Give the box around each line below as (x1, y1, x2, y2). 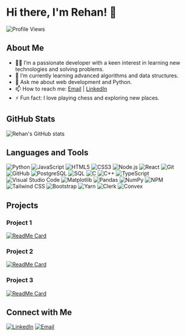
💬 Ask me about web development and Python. (14, 78, 132, 85)
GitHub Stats (6, 114, 56, 124)
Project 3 (6, 276, 34, 285)
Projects (6, 200, 39, 210)
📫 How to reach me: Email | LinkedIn (14, 85, 107, 92)
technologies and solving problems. (14, 65, 104, 73)
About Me (6, 43, 44, 53)
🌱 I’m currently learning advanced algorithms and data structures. (14, 72, 179, 79)
